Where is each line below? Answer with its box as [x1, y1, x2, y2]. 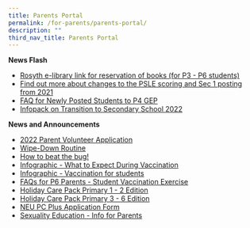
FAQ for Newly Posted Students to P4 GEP [19, 96, 159, 105]
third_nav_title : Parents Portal [8, 33, 119, 42]
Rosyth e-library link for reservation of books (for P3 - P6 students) [19, 70, 240, 80]
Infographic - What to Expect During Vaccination [19, 160, 179, 170]
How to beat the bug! [19, 152, 90, 161]
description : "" [8, 26, 62, 34]
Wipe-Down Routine [19, 143, 86, 153]
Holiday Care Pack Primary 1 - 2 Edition [19, 185, 148, 195]
